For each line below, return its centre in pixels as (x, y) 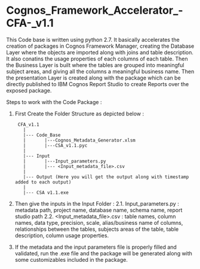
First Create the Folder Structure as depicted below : (79, 114)
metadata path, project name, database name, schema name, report (99, 210)
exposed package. (29, 90)
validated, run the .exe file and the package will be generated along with (104, 253)
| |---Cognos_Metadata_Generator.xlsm (79, 140)
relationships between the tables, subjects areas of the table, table (97, 229)
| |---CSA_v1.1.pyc (55, 145)
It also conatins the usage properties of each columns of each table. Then (97, 59)
